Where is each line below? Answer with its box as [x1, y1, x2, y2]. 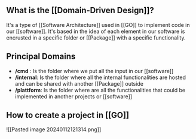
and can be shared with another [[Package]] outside [14, 80, 143, 87]
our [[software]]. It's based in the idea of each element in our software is [6, 28, 185, 35]
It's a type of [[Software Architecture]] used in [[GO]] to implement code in [6, 21, 190, 28]
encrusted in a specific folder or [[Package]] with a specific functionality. [6, 34, 186, 41]
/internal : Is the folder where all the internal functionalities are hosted [14, 74, 186, 81]
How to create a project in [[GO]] [6, 110, 130, 120]
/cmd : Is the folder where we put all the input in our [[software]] [14, 67, 174, 74]
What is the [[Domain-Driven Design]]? [6, 5, 154, 16]
